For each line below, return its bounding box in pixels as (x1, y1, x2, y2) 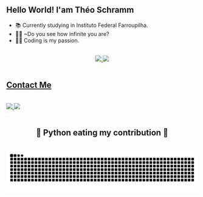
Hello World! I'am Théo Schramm (6, 5, 134, 15)
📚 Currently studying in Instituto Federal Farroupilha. (15, 21, 148, 29)
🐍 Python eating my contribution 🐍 (36, 127, 168, 138)
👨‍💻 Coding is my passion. (15, 37, 80, 44)
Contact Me (6, 80, 52, 90)
